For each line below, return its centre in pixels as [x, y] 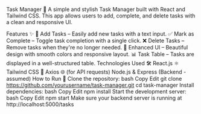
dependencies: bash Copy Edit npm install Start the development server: [97, 91]
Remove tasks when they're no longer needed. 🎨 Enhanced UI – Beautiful [97, 47]
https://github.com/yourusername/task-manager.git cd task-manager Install [100, 85]
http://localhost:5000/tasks [40, 104]
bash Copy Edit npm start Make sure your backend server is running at [94, 98]
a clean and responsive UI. [39, 22]
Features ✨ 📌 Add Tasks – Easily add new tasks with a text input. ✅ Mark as [100, 34]
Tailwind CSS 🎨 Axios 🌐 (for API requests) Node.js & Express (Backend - [96, 72]
